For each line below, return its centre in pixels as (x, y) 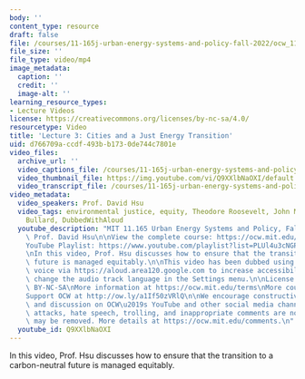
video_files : (34, 152)
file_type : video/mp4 (50, 60)
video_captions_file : (59, 170)
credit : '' (38, 85)
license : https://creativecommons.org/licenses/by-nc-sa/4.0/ (129, 119)
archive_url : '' (48, 161)
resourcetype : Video (49, 128)
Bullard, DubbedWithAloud (75, 220)
